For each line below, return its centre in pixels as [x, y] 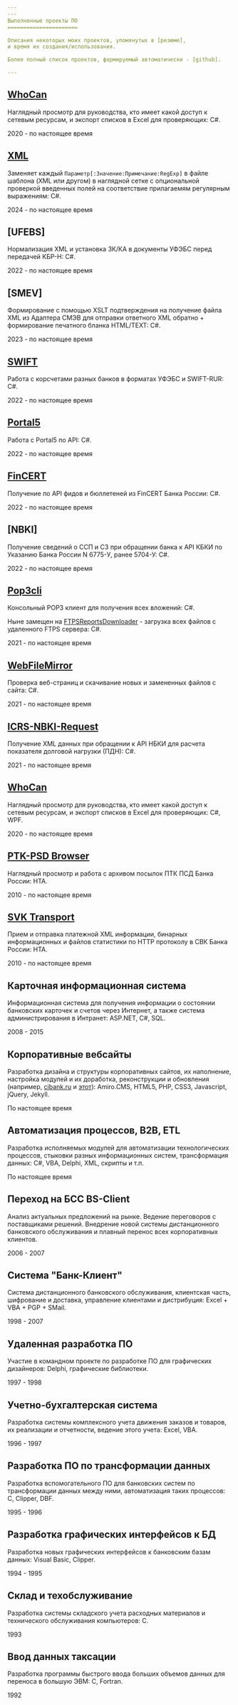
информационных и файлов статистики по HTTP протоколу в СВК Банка [118, 942]
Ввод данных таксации [62, 1656]
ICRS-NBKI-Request [53, 726]
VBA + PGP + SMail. [37, 1307]
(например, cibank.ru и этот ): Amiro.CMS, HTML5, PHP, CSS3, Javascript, [117, 1087]
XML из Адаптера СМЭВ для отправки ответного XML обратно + [106, 318]
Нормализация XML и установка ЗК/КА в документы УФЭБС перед [110, 249]
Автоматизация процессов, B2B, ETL [94, 1131]
